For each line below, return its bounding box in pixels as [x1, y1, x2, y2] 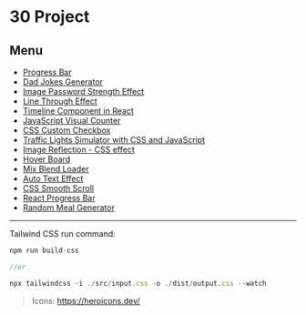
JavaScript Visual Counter [22, 116, 121, 126]
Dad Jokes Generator [22, 76, 103, 87]
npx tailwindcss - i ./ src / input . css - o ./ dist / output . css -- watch [9, 279, 267, 288]
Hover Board [22, 154, 71, 165]
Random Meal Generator [22, 202, 116, 213]
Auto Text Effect [22, 173, 84, 184]
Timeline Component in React [22, 106, 135, 116]
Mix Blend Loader [22, 164, 89, 174]
